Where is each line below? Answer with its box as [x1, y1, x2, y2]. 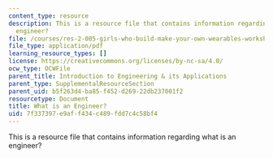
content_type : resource [8, 11, 89, 20]
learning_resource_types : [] [8, 49, 107, 58]
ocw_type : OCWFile [8, 65, 71, 73]
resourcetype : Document [8, 95, 89, 103]
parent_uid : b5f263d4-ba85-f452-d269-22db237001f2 [8, 87, 184, 96]
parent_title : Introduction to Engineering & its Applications [8, 72, 227, 80]
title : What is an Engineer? [8, 102, 107, 110]
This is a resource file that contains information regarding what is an [8, 132, 236, 142]
